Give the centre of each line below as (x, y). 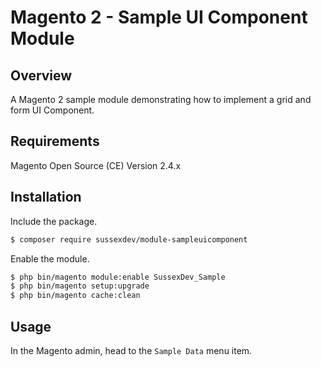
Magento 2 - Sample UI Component (159, 17)
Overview (41, 75)
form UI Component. (52, 110)
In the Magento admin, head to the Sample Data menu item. (131, 350)
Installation (46, 197)
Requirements (55, 141)
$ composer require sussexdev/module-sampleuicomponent (129, 239)
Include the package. (54, 221)
